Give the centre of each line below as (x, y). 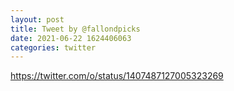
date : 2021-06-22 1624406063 (71, 38)
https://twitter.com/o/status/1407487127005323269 (117, 76)
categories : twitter (53, 47)
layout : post (37, 19)
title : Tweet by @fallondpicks (75, 29)
